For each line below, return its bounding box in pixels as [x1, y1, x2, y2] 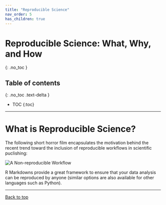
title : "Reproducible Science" [5, 7, 70, 12]
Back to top [5, 194, 29, 200]
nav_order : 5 [5, 12, 32, 17]
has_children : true [5, 16, 45, 21]
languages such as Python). [5, 180, 62, 186]
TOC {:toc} [12, 102, 35, 108]
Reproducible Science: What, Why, [5, 38, 151, 49]
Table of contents [5, 79, 60, 87]
